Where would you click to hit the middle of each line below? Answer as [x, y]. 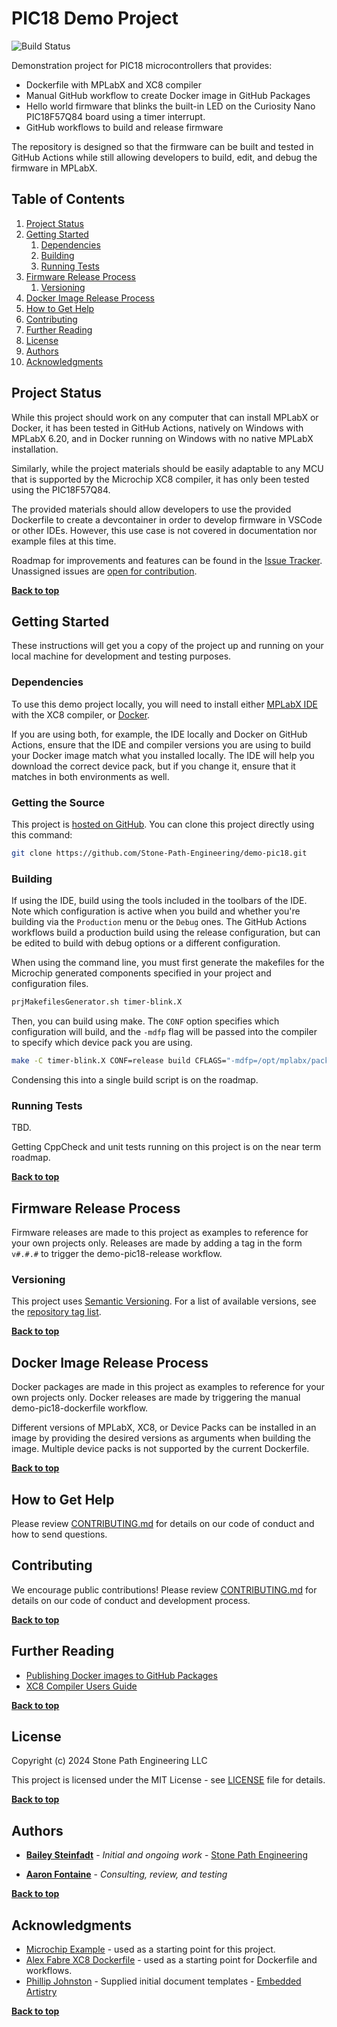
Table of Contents [68, 199]
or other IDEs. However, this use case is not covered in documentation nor [164, 530]
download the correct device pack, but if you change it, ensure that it [153, 766]
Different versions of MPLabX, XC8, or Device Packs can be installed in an [164, 1428]
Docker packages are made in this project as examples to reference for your [168, 1387]
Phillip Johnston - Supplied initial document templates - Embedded [163, 1981]
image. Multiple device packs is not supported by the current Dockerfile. [160, 1449]
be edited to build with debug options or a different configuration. [146, 943]
